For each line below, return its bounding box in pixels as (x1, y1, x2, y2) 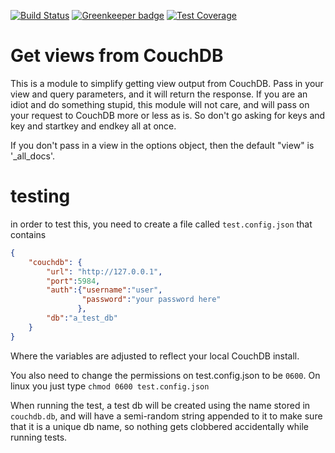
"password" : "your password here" (81, 295, 222, 305)
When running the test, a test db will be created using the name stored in (10, 399, 311, 411)
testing (10, 185, 71, 208)
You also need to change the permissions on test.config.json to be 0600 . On (10, 369, 321, 381)
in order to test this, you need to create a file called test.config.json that (10, 218, 313, 230)
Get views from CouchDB (10, 45, 224, 67)
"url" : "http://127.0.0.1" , (46, 266, 163, 277)
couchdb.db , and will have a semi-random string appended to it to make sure (10, 410, 323, 422)
